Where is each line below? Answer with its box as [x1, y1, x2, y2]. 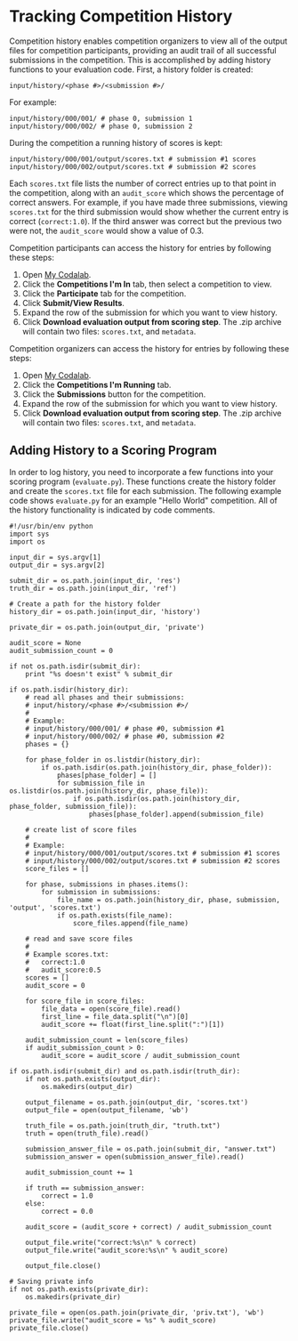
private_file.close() [9, 1323, 90, 1332]
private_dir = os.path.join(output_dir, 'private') [9, 623, 205, 632]
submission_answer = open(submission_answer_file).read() [25, 1152, 245, 1161]
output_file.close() [25, 1261, 101, 1270]
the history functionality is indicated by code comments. [9, 505, 215, 515]
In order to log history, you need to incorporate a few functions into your [9, 466, 274, 477]
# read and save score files [25, 934, 133, 943]
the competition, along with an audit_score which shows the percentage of [9, 187, 285, 198]
